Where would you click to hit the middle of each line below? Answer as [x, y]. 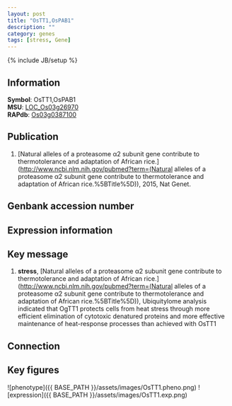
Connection [34, 346]
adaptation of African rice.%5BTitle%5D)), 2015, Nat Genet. [104, 184]
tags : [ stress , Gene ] [39, 40]
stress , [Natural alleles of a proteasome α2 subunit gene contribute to [120, 271]
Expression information [60, 230]
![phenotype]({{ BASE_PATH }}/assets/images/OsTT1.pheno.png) [102, 387]
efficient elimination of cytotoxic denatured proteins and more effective [121, 316]
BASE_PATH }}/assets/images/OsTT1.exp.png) [120, 395]
